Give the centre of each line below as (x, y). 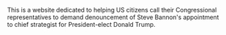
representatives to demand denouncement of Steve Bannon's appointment (113, 17)
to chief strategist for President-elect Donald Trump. (81, 24)
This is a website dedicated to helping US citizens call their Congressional (112, 10)
